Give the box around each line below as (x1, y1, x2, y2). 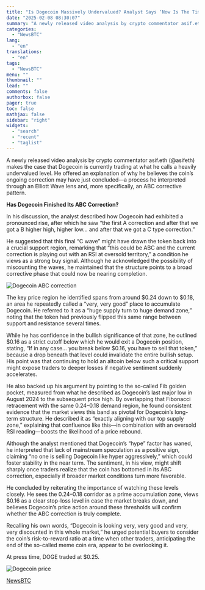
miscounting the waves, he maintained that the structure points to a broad (6, 264, 192, 271)
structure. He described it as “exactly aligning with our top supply (19, 415, 184, 422)
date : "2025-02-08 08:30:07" (6, 15, 81, 21)
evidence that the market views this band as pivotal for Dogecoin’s (6, 408, 174, 416)
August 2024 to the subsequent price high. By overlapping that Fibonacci (6, 395, 191, 402)
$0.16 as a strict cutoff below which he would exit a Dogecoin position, (6, 337, 184, 345)
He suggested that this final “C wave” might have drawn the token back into (6, 237, 197, 245)
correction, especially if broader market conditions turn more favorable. (6, 472, 186, 479)
